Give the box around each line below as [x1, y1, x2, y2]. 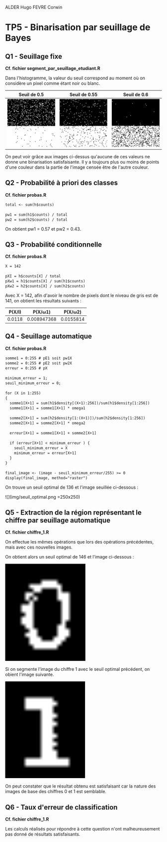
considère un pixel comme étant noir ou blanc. [5, 80, 100, 86]
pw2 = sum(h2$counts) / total [5, 217, 68, 222]
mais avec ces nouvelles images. [5, 544, 73, 551]
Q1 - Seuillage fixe [5, 52, 62, 60]
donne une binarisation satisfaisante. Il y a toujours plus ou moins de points [5, 159, 160, 165]
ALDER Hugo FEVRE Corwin [5, 4, 63, 10]
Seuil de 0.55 [69, 91, 98, 97]
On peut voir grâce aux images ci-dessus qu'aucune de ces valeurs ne [5, 153, 150, 159]
